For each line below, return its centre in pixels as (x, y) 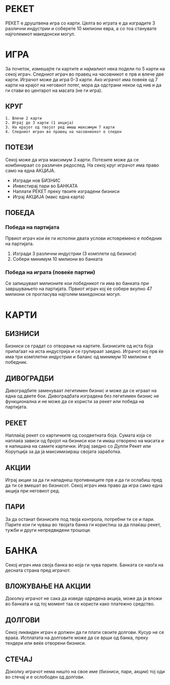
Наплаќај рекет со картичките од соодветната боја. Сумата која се (78, 435)
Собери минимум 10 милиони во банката (58, 259)
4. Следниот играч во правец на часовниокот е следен (64, 132)
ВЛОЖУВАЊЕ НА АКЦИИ (48, 586)
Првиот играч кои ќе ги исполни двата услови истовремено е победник (84, 239)
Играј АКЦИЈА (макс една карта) (49, 197)
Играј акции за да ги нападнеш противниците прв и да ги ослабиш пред (84, 480)
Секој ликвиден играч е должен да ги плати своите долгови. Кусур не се (85, 632)
